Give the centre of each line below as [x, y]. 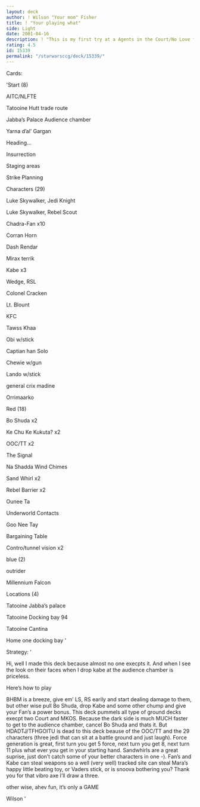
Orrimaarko [20, 397]
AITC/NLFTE [21, 96]
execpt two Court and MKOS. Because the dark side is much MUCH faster [97, 718]
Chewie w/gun [24, 363]
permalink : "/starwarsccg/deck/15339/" [56, 56]
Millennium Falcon [29, 582]
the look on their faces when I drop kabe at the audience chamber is [90, 670]
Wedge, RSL [21, 281]
